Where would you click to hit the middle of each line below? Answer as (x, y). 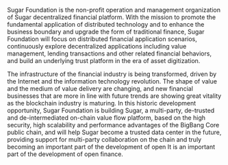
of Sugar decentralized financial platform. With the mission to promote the (112, 17)
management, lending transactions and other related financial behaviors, (110, 53)
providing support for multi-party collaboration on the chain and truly (104, 139)
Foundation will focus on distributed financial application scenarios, (102, 39)
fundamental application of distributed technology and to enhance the (106, 24)
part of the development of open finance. (65, 154)
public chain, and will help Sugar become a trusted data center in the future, (114, 132)
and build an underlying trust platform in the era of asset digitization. (104, 61)
